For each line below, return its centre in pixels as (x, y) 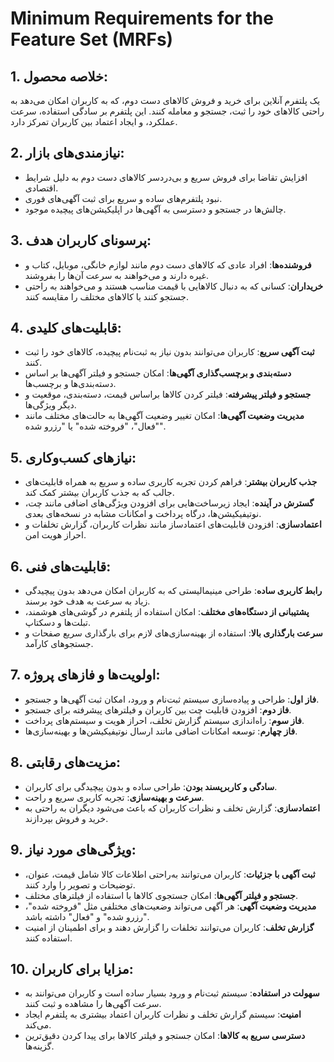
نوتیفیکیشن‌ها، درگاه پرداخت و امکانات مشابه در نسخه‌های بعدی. (143, 514)
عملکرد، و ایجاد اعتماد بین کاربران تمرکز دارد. (94, 121)
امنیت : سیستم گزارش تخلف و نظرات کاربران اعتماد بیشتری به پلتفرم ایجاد (163, 1014)
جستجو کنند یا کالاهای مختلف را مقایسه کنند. (106, 296)
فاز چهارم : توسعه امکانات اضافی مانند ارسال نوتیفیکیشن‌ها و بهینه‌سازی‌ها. (161, 731)
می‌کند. (38, 1025)
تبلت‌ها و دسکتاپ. (57, 623)
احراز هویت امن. (55, 535)
